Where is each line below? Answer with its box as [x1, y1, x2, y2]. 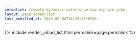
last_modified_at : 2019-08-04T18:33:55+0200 [4, 16, 97, 21]
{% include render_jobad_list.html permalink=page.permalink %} [4, 30, 136, 36]
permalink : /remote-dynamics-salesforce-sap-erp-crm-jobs [4, 7, 125, 12]
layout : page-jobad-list [4, 12, 55, 17]
